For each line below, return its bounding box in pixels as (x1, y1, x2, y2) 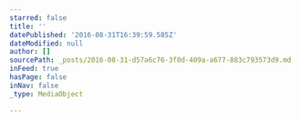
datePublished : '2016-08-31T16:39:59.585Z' (9, 30, 178, 39)
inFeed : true (9, 65, 59, 74)
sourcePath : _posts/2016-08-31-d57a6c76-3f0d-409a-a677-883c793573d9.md (9, 55, 292, 65)
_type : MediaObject (9, 89, 84, 98)
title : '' (9, 22, 47, 31)
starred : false (9, 13, 67, 23)
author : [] (9, 47, 51, 56)
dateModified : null (9, 38, 84, 48)
